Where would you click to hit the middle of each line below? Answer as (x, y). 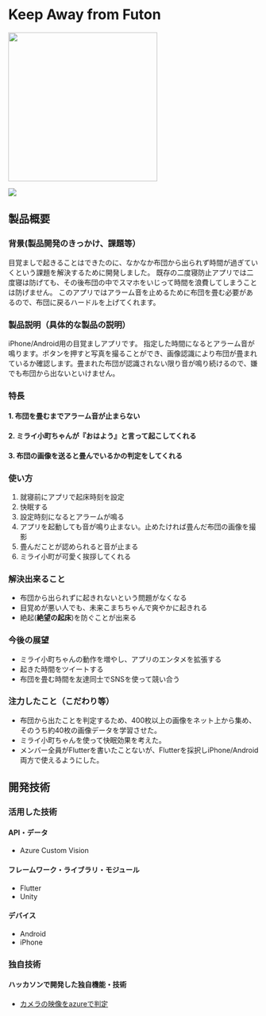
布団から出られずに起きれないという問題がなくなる (103, 598)
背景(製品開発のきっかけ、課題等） (74, 244)
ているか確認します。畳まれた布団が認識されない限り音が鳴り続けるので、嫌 (133, 363)
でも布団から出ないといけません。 (64, 373)
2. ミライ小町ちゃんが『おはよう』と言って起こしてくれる (102, 436)
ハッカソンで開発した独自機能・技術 (67, 985)
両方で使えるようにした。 (62, 759)
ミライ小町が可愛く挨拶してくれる (75, 556)
